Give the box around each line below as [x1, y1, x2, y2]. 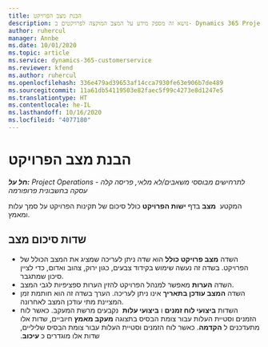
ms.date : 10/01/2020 [8, 42, 78, 50]
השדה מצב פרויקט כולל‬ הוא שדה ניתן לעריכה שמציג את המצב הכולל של [19, 254, 238, 264]
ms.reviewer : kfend [8, 64, 74, 72]
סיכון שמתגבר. [19, 271, 64, 280]
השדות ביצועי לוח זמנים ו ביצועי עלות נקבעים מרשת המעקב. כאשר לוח [19, 305, 238, 315]
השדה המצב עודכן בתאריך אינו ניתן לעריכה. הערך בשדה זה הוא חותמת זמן [19, 288, 246, 297]
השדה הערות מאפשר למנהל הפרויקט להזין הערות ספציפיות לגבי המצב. [19, 280, 234, 289]
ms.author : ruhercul [8, 71, 78, 79]
